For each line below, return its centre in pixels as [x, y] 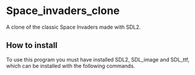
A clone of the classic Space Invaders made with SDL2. [74, 27]
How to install [32, 45]
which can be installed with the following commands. [71, 66]
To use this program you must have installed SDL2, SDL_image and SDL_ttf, [98, 59]
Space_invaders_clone [63, 11]
